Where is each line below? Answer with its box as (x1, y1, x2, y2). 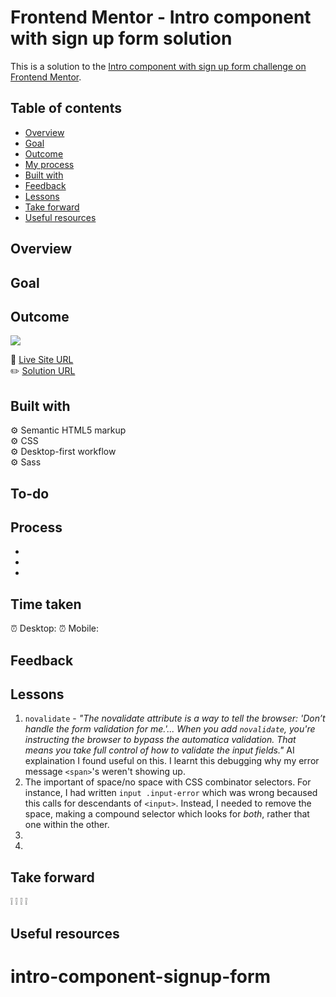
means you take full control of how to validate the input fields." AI (24, 744, 295, 756)
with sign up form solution (10, 27, 233, 50)
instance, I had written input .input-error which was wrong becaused (24, 787, 318, 799)
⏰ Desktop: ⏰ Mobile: (10, 622, 100, 635)
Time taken (10, 596, 82, 613)
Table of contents (10, 100, 122, 117)
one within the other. (24, 819, 110, 831)
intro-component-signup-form (10, 965, 272, 988)
